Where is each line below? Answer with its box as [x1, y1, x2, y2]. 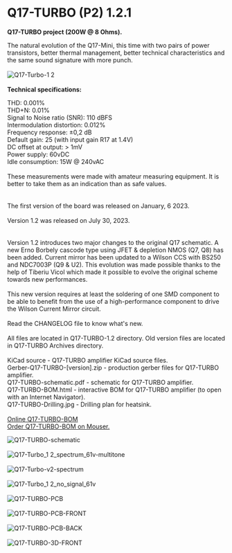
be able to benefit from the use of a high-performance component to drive [7, 297, 220, 305]
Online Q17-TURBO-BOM [7, 415, 78, 423]
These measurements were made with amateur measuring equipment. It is [7, 172, 220, 181]
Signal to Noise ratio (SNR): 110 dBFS [7, 113, 113, 122]
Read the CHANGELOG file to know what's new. [7, 319, 143, 327]
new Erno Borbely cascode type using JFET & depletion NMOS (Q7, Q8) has [7, 246, 224, 254]
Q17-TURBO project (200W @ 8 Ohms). [7, 28, 123, 36]
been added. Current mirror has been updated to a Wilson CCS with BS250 [7, 253, 222, 261]
